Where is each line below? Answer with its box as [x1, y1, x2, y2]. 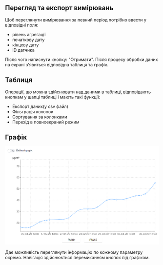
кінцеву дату [12, 41, 39, 48]
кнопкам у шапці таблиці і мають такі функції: [5, 94, 101, 100]
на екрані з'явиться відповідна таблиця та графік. [5, 61, 109, 67]
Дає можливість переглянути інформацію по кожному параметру [5, 249, 143, 255]
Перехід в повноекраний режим [12, 119, 80, 125]
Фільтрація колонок [12, 108, 54, 114]
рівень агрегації [12, 31, 46, 37]
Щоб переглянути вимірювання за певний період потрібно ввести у [5, 17, 146, 22]
